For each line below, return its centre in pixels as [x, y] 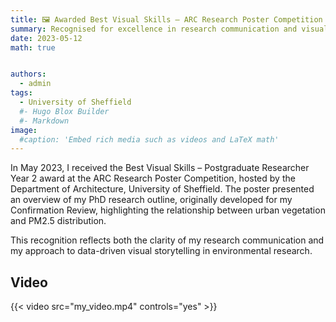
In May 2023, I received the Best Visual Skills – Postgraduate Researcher [160, 168]
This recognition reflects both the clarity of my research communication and [167, 240]
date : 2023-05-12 [46, 38]
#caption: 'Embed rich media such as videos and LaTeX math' [149, 139]
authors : [28, 74]
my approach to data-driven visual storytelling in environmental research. [161, 251]
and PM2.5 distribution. [58, 221]
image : [24, 130]
